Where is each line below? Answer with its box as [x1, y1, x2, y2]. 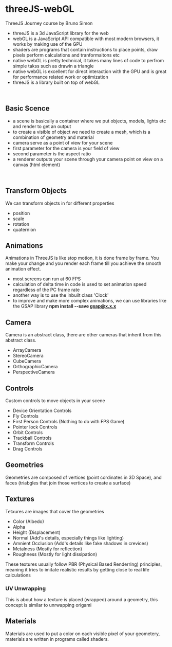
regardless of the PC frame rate [12, 286, 80, 293]
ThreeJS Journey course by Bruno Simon [5, 20, 93, 26]
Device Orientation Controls [12, 407, 72, 414]
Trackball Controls [12, 435, 52, 441]
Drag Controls [12, 446, 43, 452]
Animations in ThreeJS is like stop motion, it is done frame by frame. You [5, 255, 159, 261]
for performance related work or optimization [12, 74, 109, 80]
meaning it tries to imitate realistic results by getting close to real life [5, 566, 150, 572]
